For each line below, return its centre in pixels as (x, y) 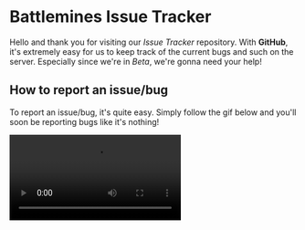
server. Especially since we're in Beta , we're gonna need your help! (136, 61)
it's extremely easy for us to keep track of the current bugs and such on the (152, 51)
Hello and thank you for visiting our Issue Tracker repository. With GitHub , (149, 42)
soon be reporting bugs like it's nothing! (84, 121)
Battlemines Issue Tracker (110, 17)
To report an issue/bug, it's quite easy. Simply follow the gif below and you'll (153, 112)
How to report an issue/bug (89, 90)
